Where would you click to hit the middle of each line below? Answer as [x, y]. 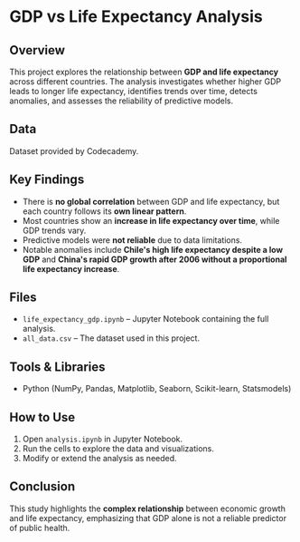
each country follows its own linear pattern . [104, 211]
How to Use [42, 417]
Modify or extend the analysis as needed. [100, 459]
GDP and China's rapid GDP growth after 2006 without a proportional [155, 259]
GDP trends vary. [54, 230]
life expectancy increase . [71, 268]
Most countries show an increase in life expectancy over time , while [151, 220]
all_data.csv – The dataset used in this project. [111, 338]
